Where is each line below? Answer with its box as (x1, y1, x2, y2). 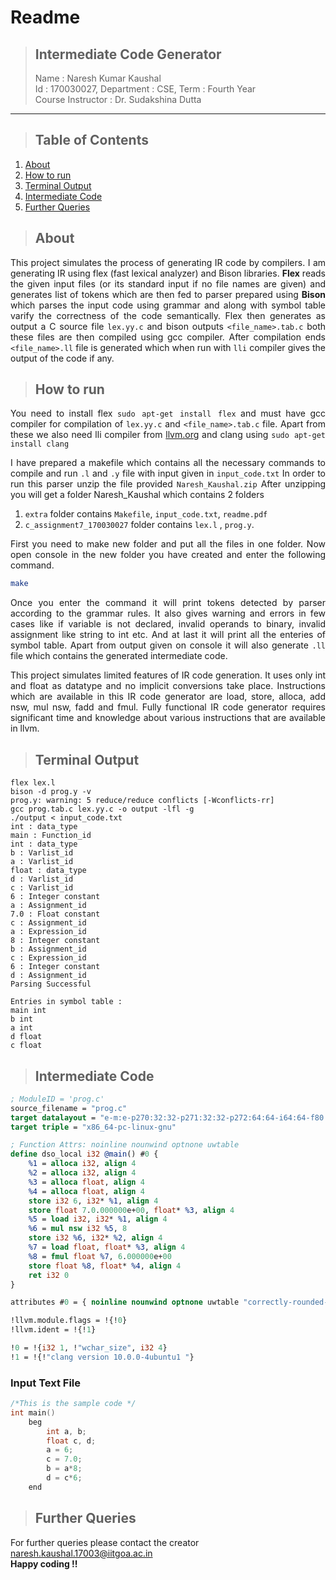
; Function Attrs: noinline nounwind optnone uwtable (10, 1140, 240, 1150)
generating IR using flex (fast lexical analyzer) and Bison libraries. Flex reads (10, 267, 326, 279)
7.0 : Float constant (10, 909, 101, 920)
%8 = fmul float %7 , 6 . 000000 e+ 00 (28, 1251, 172, 1261)
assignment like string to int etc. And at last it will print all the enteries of (10, 629, 326, 641)
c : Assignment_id (10, 918, 87, 928)
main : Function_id (10, 831, 92, 841)
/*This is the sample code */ (10, 1399, 137, 1409)
